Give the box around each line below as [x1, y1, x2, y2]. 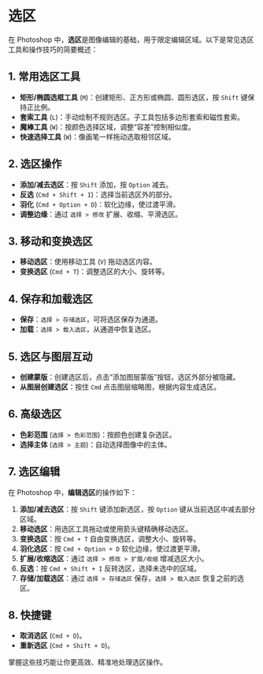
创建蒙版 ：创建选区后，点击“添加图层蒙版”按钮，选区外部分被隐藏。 [19, 373, 240, 381]
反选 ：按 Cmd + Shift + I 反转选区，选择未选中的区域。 [19, 564, 202, 573]
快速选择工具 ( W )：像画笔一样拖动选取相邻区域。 [19, 132, 176, 141]
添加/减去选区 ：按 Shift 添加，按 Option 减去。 [19, 179, 173, 189]
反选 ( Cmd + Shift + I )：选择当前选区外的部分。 [19, 189, 177, 199]
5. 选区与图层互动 [8, 350, 93, 363]
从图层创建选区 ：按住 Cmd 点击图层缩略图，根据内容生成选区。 [19, 382, 221, 391]
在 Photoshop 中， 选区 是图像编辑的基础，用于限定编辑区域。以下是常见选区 [8, 35, 254, 44]
